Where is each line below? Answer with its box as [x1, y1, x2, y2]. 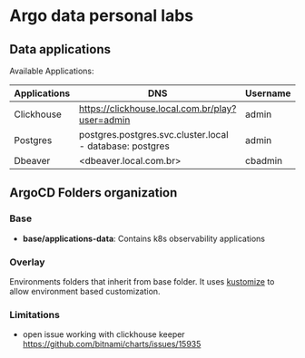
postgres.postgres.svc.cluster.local [78, 129, 229, 140]
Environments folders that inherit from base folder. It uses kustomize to [9, 276, 275, 286]
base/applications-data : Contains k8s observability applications [22, 233, 266, 244]
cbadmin [244, 155, 283, 167]
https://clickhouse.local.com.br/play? [78, 102, 237, 114]
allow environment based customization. [9, 285, 161, 296]
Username [244, 87, 291, 100]
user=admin [78, 114, 131, 126]
